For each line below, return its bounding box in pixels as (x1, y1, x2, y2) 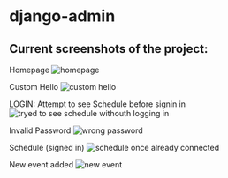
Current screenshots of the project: (9, 41, 209, 56)
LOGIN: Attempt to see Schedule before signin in (9, 99, 186, 109)
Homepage (9, 64, 50, 75)
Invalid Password (9, 125, 72, 136)
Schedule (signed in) (9, 143, 85, 152)
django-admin (9, 6, 116, 26)
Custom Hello (9, 82, 59, 92)
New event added (9, 159, 74, 169)
